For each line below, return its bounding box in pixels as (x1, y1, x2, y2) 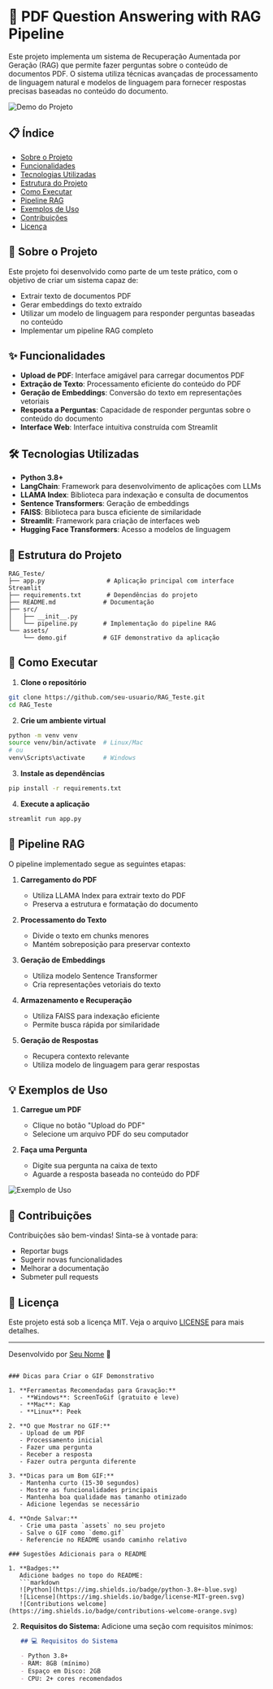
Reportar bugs (19, 1246, 69, 1256)
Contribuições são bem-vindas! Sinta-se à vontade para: (8, 1230, 198, 1240)
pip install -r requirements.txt (8, 784, 122, 792)
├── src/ (8, 605, 38, 613)
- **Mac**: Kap (19, 1401, 71, 1409)
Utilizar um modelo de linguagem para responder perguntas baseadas (19, 308, 255, 318)
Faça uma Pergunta (19, 1145, 88, 1154)
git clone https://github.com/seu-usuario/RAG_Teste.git (8, 693, 206, 701)
